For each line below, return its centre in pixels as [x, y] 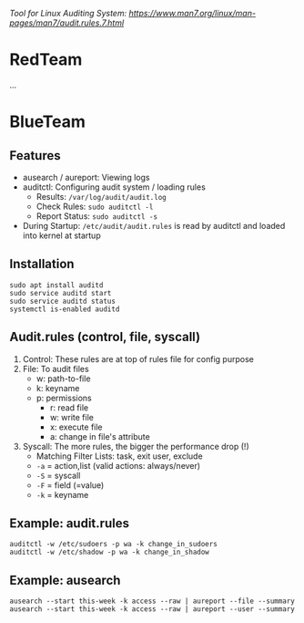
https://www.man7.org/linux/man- [193, 13]
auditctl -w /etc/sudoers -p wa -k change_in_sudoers [114, 545]
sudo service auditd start [61, 293]
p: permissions [64, 398]
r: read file [69, 407]
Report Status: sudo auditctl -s [96, 216]
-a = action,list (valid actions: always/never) [118, 465]
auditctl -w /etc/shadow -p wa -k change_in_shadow [109, 552]
